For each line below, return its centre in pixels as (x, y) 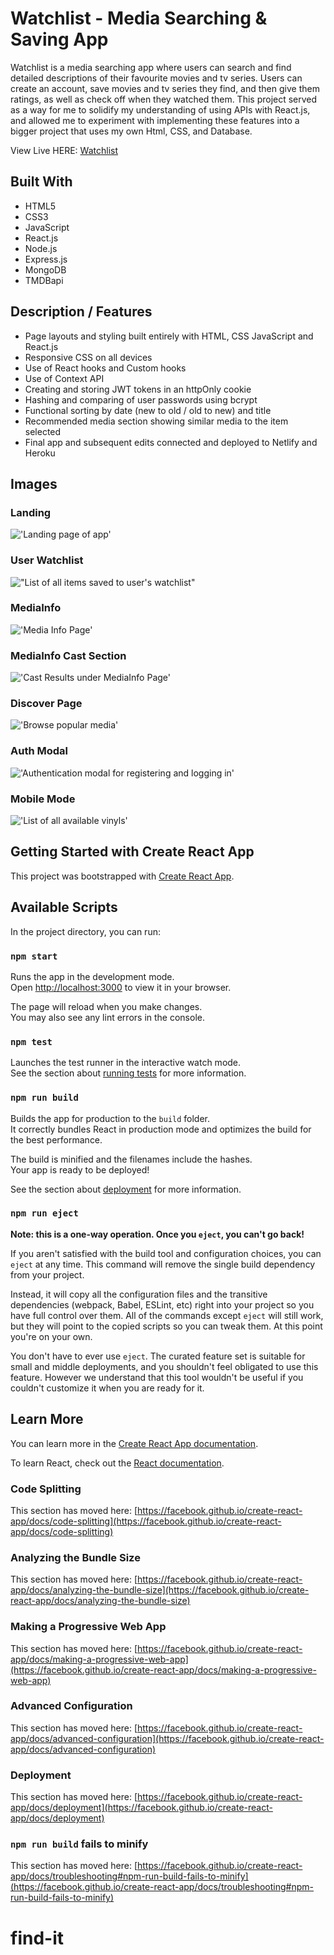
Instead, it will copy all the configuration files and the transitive (139, 1294)
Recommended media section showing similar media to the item (156, 421)
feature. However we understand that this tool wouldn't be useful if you (157, 1377)
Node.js (41, 248)
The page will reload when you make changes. (106, 1006)
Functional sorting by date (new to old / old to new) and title (148, 410)
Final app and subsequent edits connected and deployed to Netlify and (171, 442)
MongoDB (45, 269)
